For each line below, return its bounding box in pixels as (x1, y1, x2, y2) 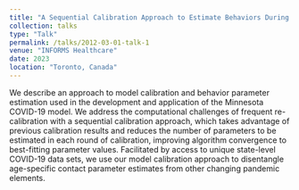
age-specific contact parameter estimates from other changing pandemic (9, 162, 280, 174)
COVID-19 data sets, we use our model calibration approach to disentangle (9, 153, 284, 164)
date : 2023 (9, 54, 50, 63)
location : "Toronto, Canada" (9, 63, 118, 72)
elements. (9, 172, 46, 183)
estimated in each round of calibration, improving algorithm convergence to (9, 135, 287, 145)
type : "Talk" (9, 29, 58, 38)
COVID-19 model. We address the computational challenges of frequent (9, 106, 273, 117)
